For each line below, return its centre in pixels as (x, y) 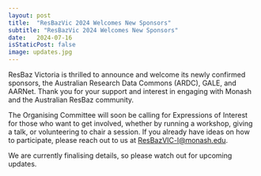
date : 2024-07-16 (40, 37)
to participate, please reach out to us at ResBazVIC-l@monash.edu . (118, 140)
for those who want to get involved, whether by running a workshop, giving (130, 124)
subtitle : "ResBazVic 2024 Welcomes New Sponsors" (93, 30)
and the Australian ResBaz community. (71, 100)
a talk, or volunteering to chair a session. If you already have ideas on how (129, 132)
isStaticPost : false (42, 45)
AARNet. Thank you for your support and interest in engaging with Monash (130, 91)
